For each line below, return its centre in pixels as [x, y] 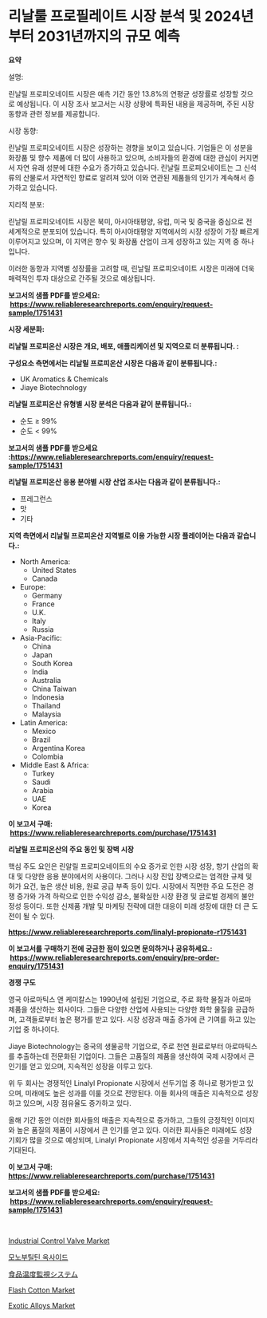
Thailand [46, 705]
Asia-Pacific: [41, 637]
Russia [43, 629]
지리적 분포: [27, 204]
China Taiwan [54, 689]
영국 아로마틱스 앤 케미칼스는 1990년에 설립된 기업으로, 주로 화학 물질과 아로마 [130, 999]
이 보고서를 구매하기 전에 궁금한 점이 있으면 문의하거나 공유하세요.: [110, 948]
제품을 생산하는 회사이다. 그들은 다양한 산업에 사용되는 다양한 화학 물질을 [121, 1009]
